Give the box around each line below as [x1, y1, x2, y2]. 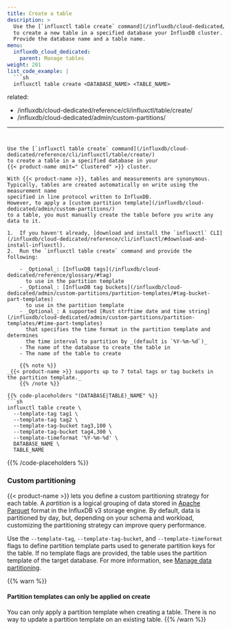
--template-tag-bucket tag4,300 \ [13, 428, 112, 436]
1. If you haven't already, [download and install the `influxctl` [7, 230, 208, 237]
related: [7, 93, 29, 101]
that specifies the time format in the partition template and [25, 326, 211, 333]
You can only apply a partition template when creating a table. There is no [7, 607, 217, 616]
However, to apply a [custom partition [7, 200, 122, 207]
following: [7, 254, 38, 261]
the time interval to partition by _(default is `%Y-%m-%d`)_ [25, 338, 208, 345]
